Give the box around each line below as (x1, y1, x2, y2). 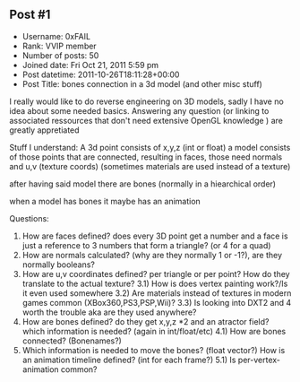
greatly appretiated (9, 125, 80, 135)
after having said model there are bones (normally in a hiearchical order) (9, 178, 276, 189)
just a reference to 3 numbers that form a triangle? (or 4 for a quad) (21, 239, 271, 250)
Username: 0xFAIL (21, 30, 91, 41)
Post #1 (9, 7, 51, 22)
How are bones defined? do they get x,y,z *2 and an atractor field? (21, 316, 270, 326)
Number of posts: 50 (21, 49, 99, 61)
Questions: (9, 213, 49, 223)
